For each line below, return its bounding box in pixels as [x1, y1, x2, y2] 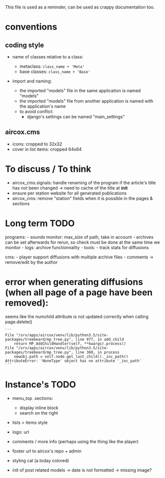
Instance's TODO [5, 379, 76, 390]
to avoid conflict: [19, 109, 54, 114]
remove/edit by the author [5, 259, 58, 265]
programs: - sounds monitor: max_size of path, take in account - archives [5, 234, 154, 240]
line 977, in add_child [75, 337, 124, 342]
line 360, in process [75, 350, 120, 355]
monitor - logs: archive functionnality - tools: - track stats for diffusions [5, 244, 149, 250]
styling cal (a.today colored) [12, 457, 69, 463]
